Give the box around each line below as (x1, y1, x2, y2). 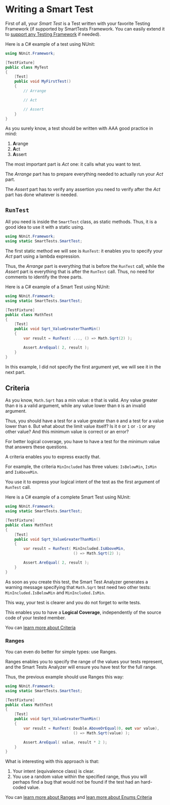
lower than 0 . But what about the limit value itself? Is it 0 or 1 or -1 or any (5, 423, 156, 429)
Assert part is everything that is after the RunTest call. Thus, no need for (5, 268, 155, 274)
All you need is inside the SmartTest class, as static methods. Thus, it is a (5, 219, 157, 225)
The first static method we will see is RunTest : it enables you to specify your (5, 248, 163, 254)
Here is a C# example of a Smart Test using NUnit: (5, 284, 110, 290)
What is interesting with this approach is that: (5, 758, 100, 764)
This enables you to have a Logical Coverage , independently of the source (5, 609, 161, 615)
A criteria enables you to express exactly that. (5, 454, 101, 460)
